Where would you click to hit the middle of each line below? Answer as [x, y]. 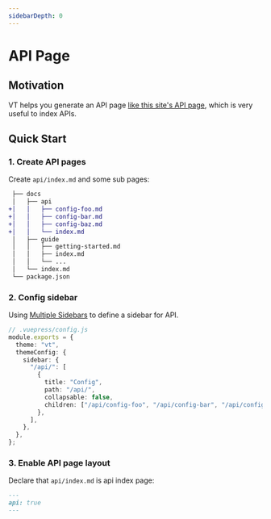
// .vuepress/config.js [48, 330]
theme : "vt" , [38, 345]
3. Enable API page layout [59, 463]
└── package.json [41, 276]
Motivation [36, 86]
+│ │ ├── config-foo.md [56, 209]
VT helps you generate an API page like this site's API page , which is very [131, 105]
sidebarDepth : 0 [35, 16]
